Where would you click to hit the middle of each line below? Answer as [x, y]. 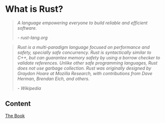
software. [27, 28]
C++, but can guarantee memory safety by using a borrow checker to [88, 57]
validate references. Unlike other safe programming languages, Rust [87, 63]
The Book [15, 116]
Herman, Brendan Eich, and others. [54, 79]
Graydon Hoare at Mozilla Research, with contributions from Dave [85, 73]
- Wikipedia [29, 88]
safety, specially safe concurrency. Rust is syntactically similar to [84, 52]
